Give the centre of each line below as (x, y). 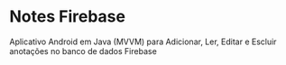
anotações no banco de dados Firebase (83, 51)
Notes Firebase (68, 17)
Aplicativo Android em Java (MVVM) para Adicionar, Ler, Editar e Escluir (143, 42)
